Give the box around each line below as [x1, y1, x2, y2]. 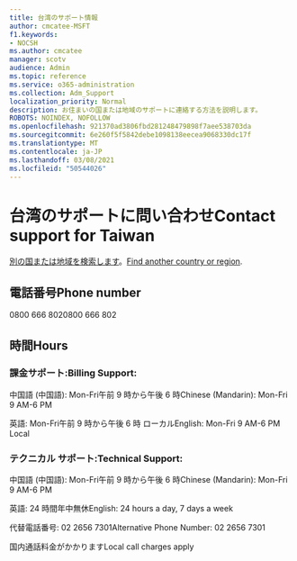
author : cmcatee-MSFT [9, 22, 91, 31]
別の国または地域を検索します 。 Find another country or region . [9, 256, 243, 267]
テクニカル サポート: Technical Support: [9, 452, 183, 465]
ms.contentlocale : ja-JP [9, 147, 103, 156]
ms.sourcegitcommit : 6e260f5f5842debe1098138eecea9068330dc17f [9, 131, 252, 140]
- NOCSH [9, 38, 39, 48]
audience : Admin [9, 64, 70, 73]
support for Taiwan [9, 225, 156, 246]
